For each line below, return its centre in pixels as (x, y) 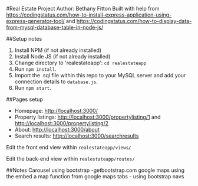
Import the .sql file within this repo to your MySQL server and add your (100, 75)
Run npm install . (36, 69)
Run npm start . (33, 88)
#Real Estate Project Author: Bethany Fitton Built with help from (83, 9)
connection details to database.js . (56, 81)
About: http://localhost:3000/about (57, 130)
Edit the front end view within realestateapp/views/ (69, 147)
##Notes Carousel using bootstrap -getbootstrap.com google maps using (95, 170)
